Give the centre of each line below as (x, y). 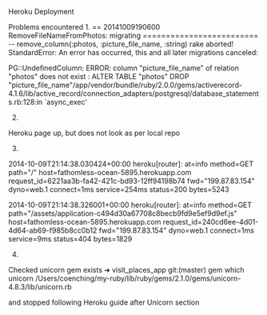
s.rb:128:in (26, 102)
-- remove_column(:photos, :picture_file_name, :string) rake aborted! (121, 44)
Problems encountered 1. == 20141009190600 (84, 27)
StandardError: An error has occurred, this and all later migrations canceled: (133, 52)
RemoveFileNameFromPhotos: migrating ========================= (133, 36)
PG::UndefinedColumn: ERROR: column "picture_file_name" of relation (124, 68)
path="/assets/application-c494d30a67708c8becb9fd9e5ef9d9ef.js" (123, 213)
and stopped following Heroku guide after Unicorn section (104, 302)
